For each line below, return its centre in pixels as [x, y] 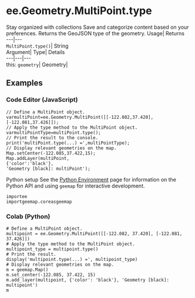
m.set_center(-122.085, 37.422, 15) [51, 274]
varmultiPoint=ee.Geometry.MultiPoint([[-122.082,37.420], [80, 117]
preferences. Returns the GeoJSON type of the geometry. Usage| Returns [95, 33]
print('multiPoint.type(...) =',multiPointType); [68, 143]
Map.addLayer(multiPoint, [38, 158]
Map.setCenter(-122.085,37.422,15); [51, 153]
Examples [24, 83]
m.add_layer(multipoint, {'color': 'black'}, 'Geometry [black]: [88, 280]
